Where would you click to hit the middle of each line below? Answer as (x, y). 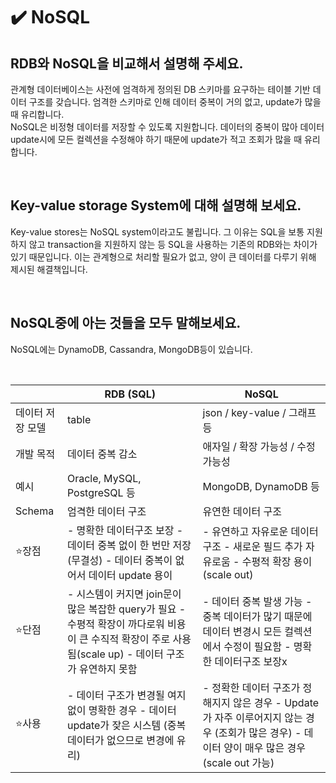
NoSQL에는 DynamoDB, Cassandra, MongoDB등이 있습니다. (131, 349)
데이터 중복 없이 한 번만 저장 (129, 545)
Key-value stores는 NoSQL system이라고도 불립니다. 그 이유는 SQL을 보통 (157, 231)
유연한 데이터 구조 (242, 511)
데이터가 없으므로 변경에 (120, 740)
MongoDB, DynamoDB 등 (261, 486)
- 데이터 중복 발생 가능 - (257, 601)
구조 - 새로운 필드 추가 (252, 546)
